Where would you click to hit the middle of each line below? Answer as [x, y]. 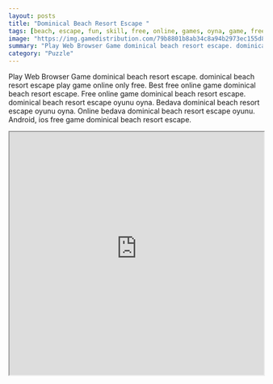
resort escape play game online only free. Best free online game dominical [132, 85]
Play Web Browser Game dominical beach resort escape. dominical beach [132, 77]
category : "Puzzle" [41, 53]
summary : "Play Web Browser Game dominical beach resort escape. [120, 46]
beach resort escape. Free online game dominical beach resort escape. [127, 94]
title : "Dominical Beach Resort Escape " [79, 23]
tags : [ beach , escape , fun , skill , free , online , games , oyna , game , [128, 31]
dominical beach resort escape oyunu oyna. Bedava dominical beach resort [134, 102]
